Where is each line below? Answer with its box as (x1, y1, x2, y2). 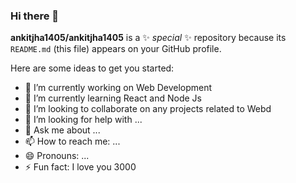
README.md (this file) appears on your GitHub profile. (10, 43, 222, 55)
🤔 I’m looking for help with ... (24, 114, 143, 126)
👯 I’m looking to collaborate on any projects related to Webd (24, 103, 272, 115)
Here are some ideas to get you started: (10, 62, 175, 74)
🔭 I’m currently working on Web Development (24, 82, 213, 94)
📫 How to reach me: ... (24, 135, 121, 148)
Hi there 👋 (10, 9, 60, 23)
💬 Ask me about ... (24, 124, 101, 136)
